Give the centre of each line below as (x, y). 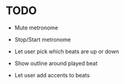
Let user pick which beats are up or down (67, 51)
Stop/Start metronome (43, 39)
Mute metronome (36, 28)
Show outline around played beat (56, 63)
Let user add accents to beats (52, 75)
